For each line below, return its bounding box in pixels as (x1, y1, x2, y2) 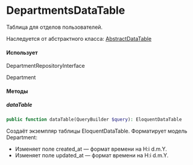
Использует (6, 49, 38, 56)
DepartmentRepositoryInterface (6, 62, 86, 70)
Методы (6, 88, 28, 95)
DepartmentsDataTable (6, 4, 125, 17)
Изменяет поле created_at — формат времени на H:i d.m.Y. (14, 145, 167, 152)
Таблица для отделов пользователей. (6, 23, 103, 31)
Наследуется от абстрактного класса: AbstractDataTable (6, 35, 152, 42)
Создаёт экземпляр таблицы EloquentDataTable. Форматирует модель (6, 127, 188, 134)
